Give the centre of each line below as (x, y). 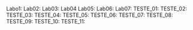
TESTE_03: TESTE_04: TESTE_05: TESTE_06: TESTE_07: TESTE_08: (90, 15)
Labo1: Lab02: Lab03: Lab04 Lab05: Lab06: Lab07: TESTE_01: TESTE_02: (97, 9)
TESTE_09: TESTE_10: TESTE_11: (46, 21)
